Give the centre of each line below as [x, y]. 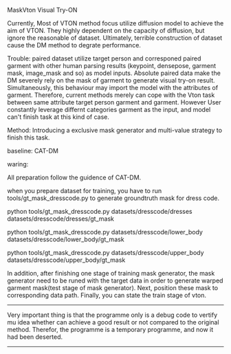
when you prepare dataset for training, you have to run [85, 191]
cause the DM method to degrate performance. [74, 45]
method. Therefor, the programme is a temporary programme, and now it [110, 330]
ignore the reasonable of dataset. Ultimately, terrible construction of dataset [115, 38]
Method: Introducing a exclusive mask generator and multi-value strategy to [114, 130]
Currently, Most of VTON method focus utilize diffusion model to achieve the [115, 23]
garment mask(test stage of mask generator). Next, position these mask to [113, 288]
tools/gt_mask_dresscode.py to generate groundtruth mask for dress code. [113, 198]
